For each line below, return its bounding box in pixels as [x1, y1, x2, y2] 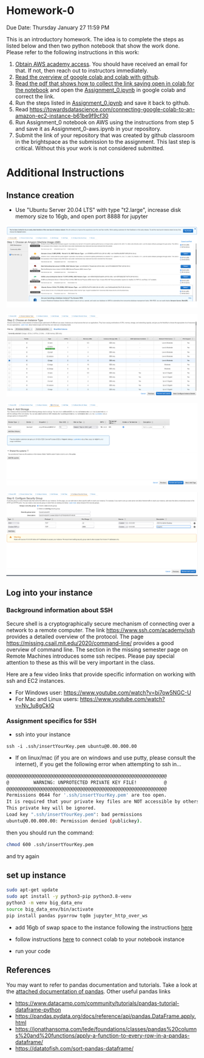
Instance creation [6, 190, 75, 200]
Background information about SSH [6, 606, 114, 615]
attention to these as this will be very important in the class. [6, 658, 155, 666]
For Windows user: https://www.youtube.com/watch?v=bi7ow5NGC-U [15, 689, 191, 696]
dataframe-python [15, 1006, 61, 1013]
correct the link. [15, 93, 55, 100]
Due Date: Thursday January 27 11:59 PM [6, 24, 110, 31]
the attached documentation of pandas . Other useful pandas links [6, 987, 171, 995]
